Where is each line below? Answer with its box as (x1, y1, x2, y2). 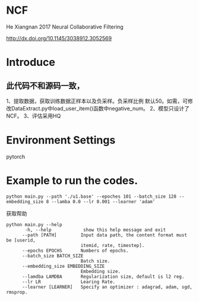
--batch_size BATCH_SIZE (21, 253, 84, 259)
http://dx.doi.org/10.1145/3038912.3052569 (6, 34, 112, 42)
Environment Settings (6, 134, 116, 147)
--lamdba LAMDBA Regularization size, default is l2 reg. (21, 274, 185, 280)
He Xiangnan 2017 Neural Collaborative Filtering (6, 23, 124, 30)
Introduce (6, 56, 55, 69)
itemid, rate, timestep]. (80, 242, 145, 248)
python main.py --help (6, 221, 62, 227)
